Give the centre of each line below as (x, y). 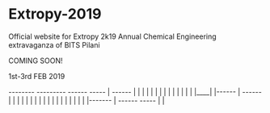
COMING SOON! (36, 61)
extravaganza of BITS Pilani (54, 44)
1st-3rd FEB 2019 (37, 76)
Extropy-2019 (55, 14)
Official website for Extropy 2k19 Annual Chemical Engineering (112, 36)
